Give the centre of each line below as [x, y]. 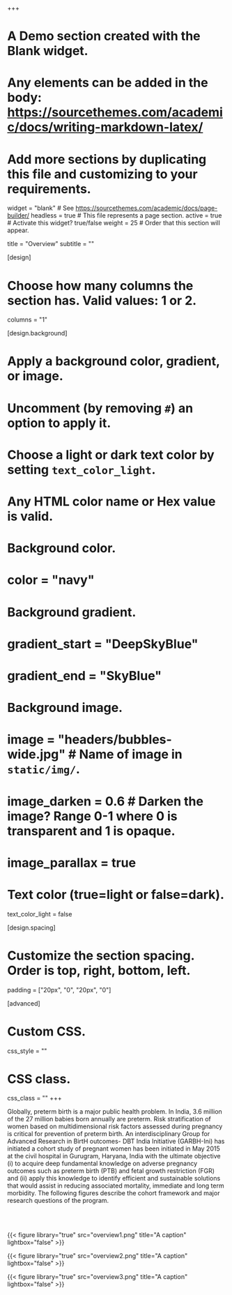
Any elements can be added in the [108, 83]
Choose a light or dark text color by [111, 455]
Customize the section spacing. [101, 955]
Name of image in [131, 755]
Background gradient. [72, 612]
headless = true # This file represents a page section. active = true [126, 215]
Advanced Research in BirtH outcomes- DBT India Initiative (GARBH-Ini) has [116, 1142]
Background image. [65, 708]
